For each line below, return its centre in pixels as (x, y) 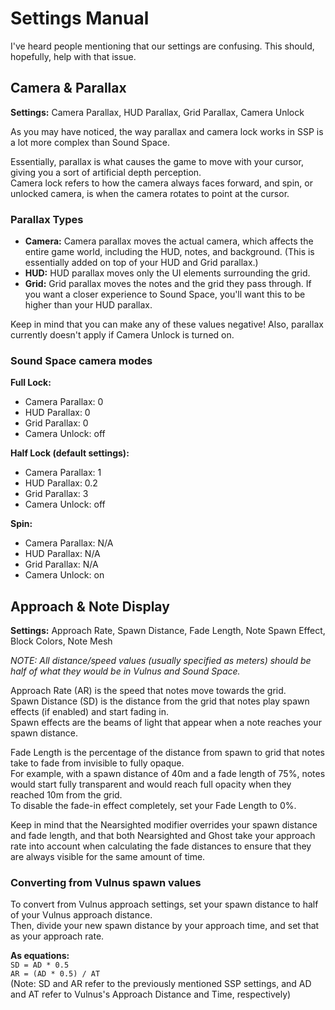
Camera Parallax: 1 (63, 473)
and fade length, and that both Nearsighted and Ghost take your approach (163, 836)
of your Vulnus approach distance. (81, 915)
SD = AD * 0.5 (40, 965)
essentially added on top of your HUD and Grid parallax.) (141, 263)
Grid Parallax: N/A (61, 564)
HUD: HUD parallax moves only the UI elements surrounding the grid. (167, 273)
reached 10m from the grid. (66, 795)
